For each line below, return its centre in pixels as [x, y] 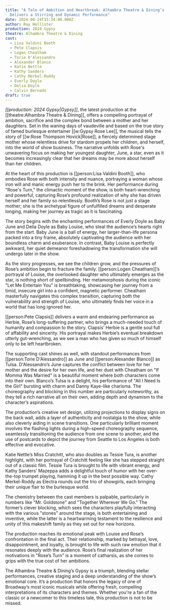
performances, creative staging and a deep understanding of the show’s [81, 576]
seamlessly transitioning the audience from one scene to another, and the [82, 434]
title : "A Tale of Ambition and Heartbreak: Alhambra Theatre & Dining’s [85, 10]
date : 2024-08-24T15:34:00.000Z [39, 19]
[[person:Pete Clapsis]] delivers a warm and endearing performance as [80, 317]
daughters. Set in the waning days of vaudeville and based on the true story [84, 126]
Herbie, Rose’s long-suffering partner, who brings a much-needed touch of [84, 322]
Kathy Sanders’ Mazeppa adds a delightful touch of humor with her [75, 471]
